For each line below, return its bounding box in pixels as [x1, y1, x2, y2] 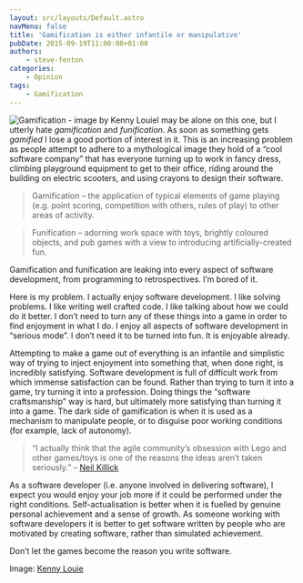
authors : [9, 47, 43, 56]
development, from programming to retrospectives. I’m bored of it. [9, 274, 258, 285]
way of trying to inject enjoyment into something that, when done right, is [9, 357, 284, 368]
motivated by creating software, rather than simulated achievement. [9, 528, 264, 538]
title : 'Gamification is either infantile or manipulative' [9, 30, 243, 39]
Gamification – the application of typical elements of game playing [31, 190, 280, 201]
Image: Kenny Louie [9, 563, 84, 574]
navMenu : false [9, 22, 67, 31]
